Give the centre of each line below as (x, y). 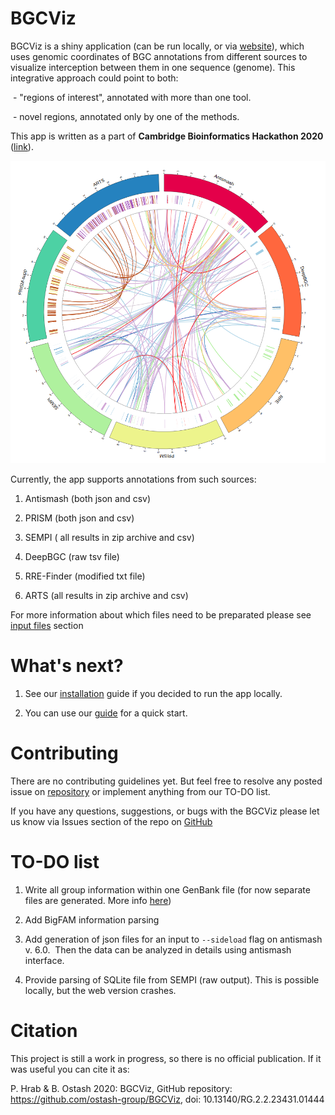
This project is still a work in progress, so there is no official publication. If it (166, 1058)
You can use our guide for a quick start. (106, 713)
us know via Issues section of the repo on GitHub (111, 822)
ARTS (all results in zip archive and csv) (106, 596)
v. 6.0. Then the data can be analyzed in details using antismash (158, 949)
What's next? (67, 666)
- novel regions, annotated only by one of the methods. (126, 116)
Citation (44, 1031)
